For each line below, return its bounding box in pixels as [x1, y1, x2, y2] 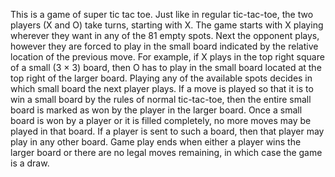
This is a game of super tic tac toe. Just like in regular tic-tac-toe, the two [10, 9, 314, 20]
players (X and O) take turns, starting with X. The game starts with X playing [10, 19, 324, 31]
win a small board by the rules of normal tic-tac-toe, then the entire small [10, 94, 312, 105]
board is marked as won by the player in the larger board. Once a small [10, 104, 303, 116]
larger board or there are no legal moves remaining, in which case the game [10, 147, 323, 158]
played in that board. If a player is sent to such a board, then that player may [10, 125, 325, 137]
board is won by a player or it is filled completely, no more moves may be [10, 115, 312, 126]
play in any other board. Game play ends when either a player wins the [10, 136, 302, 148]
